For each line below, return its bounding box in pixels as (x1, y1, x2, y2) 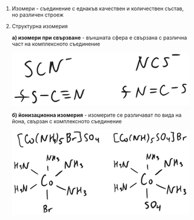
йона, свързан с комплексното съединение (11, 117, 122, 124)
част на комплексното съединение (11, 41, 100, 47)
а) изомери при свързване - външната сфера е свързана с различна (11, 34, 188, 41)
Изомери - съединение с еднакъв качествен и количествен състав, (11, 5, 184, 12)
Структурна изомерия (11, 23, 68, 29)
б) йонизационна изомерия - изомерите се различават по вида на (11, 111, 182, 119)
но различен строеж (11, 11, 64, 18)
